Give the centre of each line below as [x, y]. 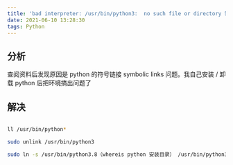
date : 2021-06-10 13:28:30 [46, 20]
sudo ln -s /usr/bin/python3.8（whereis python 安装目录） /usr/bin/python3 [118, 154]
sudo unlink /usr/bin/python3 [51, 142]
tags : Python [26, 26]
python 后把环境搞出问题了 [53, 83]
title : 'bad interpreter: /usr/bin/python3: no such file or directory [114, 14]
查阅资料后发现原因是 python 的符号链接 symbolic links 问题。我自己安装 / [113, 74]
